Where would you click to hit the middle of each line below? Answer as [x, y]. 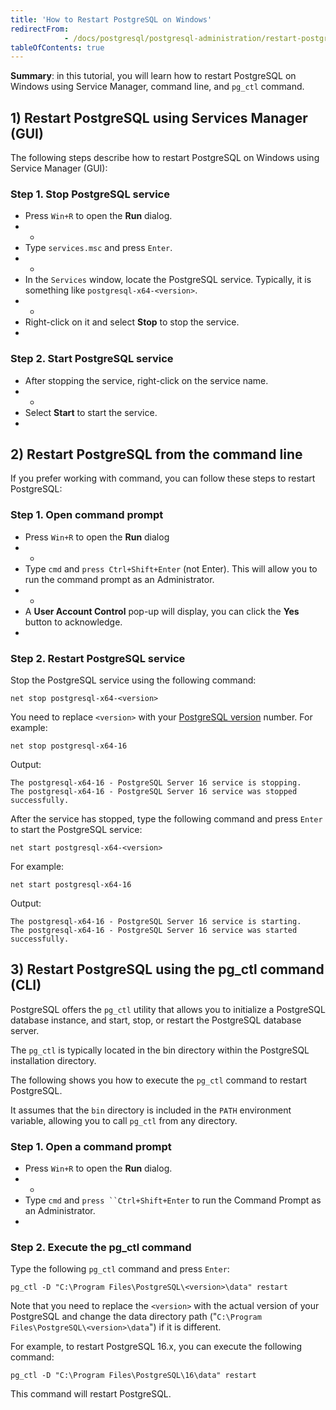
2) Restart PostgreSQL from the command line [156, 454]
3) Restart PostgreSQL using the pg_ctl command [167, 969]
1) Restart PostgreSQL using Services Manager [159, 117]
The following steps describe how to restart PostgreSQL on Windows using [165, 158]
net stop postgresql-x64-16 [69, 746]
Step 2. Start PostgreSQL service [92, 359]
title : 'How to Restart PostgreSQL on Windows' [111, 19]
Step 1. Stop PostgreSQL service [90, 194]
